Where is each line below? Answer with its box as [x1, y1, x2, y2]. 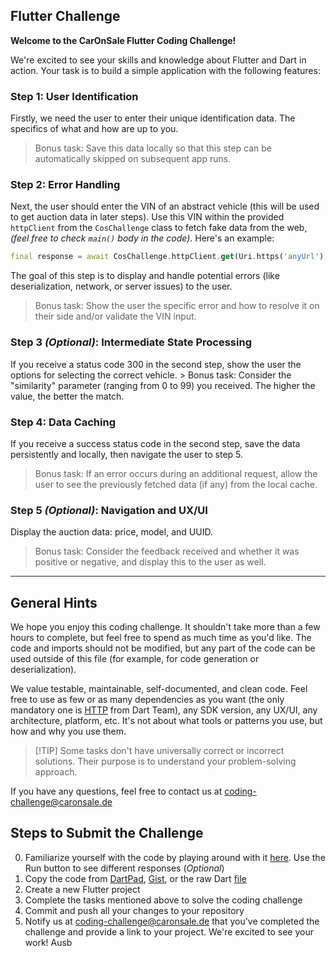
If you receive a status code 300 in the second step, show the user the [10, 358, 302, 370]
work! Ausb [24, 936, 73, 948]
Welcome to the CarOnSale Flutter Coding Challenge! [10, 34, 237, 46]
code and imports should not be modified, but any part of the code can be [10, 642, 316, 654]
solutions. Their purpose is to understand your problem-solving [34, 755, 297, 767]
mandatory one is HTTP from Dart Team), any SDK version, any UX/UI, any [10, 704, 318, 716]
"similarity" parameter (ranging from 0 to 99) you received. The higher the [10, 379, 316, 391]
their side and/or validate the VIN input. [34, 310, 197, 323]
